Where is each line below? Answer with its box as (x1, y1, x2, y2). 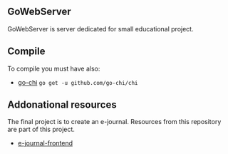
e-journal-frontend (17, 139, 73, 148)
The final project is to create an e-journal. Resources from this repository (7, 118, 222, 126)
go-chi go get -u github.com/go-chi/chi (17, 78, 138, 86)
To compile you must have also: (7, 64, 100, 73)
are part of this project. (7, 125, 75, 134)
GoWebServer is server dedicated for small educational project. (7, 24, 194, 33)
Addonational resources (7, 99, 117, 111)
